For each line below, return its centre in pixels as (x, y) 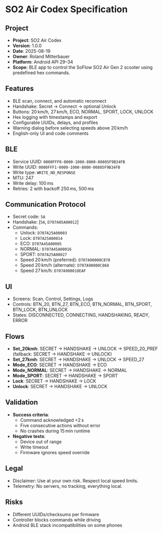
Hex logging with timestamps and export (55, 117)
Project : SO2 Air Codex (37, 40)
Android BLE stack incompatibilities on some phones (67, 525)
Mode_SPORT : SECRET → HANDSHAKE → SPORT (65, 376)
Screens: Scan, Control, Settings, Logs (53, 299)
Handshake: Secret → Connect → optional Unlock (64, 106)
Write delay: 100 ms (33, 183)
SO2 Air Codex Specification (67, 9)
